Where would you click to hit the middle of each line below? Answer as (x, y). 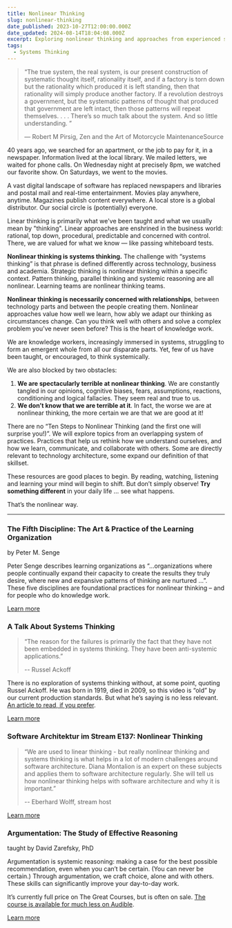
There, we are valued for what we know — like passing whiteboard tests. (110, 243)
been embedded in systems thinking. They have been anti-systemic (120, 649)
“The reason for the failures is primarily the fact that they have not (118, 642)
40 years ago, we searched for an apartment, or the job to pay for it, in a (110, 150)
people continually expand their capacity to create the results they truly (109, 573)
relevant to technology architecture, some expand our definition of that (108, 455)
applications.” (43, 656)
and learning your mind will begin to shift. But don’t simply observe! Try (109, 483)
